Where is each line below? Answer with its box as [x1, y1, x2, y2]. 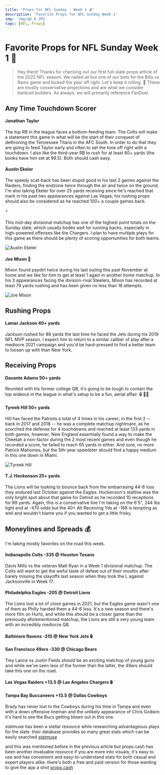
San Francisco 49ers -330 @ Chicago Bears [5, 646, 97, 652]
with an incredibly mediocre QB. [5, 622, 70, 627]
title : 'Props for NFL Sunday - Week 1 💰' [5, 7, 95, 12]
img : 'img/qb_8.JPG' [5, 16, 48, 21]
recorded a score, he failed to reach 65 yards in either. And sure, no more [5, 441, 154, 447]
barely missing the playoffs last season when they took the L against [5, 573, 144, 579]
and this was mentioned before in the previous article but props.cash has [5, 743, 154, 749]
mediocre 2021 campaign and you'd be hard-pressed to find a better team [5, 341, 156, 347]
